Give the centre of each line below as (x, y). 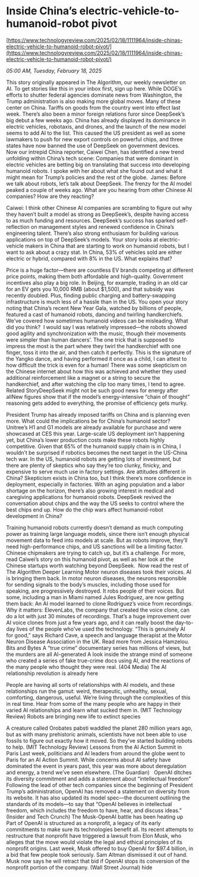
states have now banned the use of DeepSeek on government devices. (93, 145)
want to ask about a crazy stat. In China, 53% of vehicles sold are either (94, 252)
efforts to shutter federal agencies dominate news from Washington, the (94, 95)
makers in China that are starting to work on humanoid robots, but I (107, 246)
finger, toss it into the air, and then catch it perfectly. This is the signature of (99, 352)
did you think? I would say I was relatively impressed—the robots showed (97, 327)
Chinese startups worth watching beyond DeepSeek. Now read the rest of (97, 565)
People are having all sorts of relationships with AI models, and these (91, 684)
